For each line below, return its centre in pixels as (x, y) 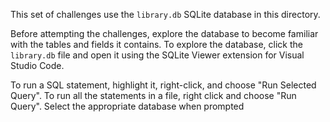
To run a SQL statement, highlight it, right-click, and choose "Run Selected (163, 85)
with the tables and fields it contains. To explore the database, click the (157, 44)
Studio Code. (37, 65)
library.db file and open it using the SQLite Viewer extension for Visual (157, 55)
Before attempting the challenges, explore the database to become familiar (164, 33)
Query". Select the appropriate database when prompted (127, 106)
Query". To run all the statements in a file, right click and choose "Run (153, 95)
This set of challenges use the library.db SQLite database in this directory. (165, 14)
